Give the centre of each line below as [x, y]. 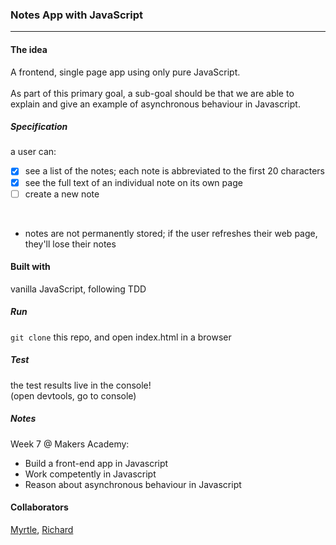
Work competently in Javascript [90, 474]
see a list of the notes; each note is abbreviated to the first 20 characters [175, 171]
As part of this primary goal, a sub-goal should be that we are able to [152, 93]
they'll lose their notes [70, 244]
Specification [39, 127]
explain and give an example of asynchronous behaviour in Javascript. [155, 104]
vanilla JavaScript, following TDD [78, 289]
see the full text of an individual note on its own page [133, 182]
